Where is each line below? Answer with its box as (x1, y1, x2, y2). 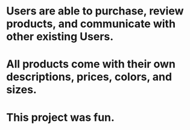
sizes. (6, 83, 37, 97)
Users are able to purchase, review (6, 4, 184, 18)
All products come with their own (6, 57, 176, 71)
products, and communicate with (6, 17, 176, 31)
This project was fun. (6, 110, 115, 124)
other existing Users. (6, 30, 114, 43)
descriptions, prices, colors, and (6, 70, 173, 84)
